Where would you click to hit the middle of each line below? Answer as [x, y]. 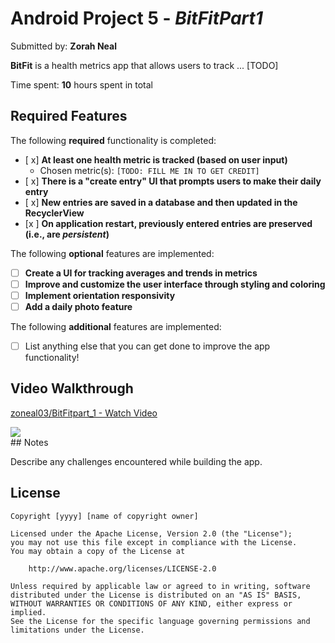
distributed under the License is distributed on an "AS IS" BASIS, [156, 595]
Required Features [69, 116]
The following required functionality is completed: [113, 140]
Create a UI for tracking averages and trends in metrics [141, 273]
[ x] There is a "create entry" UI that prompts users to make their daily [173, 181]
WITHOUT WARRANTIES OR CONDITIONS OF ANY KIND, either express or [151, 603]
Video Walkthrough [72, 388]
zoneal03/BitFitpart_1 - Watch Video [84, 413]
